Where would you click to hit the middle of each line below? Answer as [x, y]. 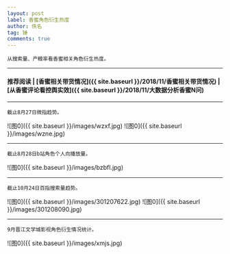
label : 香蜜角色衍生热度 [38, 20]
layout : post [26, 13]
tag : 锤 [17, 33]
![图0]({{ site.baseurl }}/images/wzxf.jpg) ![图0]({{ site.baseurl [95, 126]
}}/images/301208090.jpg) [44, 209]
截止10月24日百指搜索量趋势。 [44, 188]
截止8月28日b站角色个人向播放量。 [49, 154]
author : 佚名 [25, 26]
